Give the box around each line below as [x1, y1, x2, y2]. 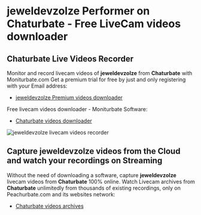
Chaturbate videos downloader [15, 117, 92, 124]
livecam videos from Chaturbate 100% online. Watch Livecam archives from [7, 178, 195, 185]
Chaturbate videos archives [15, 202, 84, 210]
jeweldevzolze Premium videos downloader [15, 94, 123, 101]
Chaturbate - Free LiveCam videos [7, 17, 181, 31]
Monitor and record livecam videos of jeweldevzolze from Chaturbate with [7, 70, 193, 76]
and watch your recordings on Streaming [7, 156, 163, 166]
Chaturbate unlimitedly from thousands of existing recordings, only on [7, 184, 181, 192]
